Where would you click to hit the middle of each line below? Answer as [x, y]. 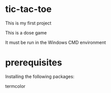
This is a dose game [26, 32]
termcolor [15, 86]
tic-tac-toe [28, 9]
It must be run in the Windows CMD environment [56, 42]
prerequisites [34, 63]
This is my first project [28, 23]
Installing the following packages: [40, 76]
